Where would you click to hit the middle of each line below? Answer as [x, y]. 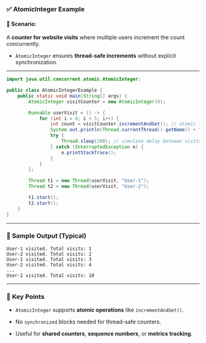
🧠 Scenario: [21, 24]
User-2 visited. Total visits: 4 [49, 265]
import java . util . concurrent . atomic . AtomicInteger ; [74, 79]
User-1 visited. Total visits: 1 [49, 249]
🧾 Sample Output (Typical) [47, 236]
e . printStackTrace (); [89, 153]
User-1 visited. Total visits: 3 [49, 259]
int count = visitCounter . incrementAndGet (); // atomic [123, 124]
